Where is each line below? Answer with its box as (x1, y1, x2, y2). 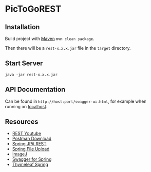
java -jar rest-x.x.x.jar (5, 72, 57, 77)
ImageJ (12, 151, 28, 157)
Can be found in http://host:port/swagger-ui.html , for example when (5, 98, 147, 104)
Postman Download (12, 135, 52, 142)
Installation (5, 23, 40, 31)
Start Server (5, 59, 43, 68)
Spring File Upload (12, 146, 50, 152)
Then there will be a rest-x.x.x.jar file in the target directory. (5, 45, 131, 51)
